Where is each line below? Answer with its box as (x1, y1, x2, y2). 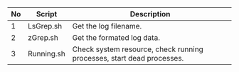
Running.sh (28, 49, 66, 58)
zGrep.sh (28, 33, 58, 42)
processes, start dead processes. (72, 53, 184, 63)
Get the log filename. (72, 21, 142, 31)
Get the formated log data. (72, 33, 160, 42)
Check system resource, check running (72, 44, 204, 54)
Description (129, 9, 171, 19)
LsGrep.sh (28, 21, 63, 31)
